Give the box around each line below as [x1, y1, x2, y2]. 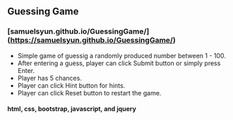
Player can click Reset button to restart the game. [17, 88, 162, 97]
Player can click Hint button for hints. [17, 81, 126, 90]
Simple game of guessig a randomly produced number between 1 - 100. [17, 51, 226, 60]
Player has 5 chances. [17, 74, 83, 82]
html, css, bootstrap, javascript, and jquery [7, 105, 136, 113]
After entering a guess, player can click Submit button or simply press [17, 59, 221, 67]
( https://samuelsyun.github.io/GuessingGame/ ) [7, 35, 177, 45]
